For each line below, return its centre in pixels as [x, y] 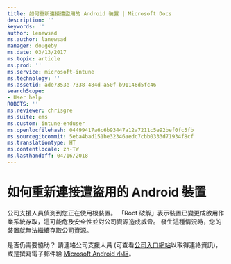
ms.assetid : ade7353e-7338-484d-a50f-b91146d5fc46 [82, 85]
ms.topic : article [34, 59]
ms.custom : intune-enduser [46, 123]
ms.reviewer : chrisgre [40, 110]
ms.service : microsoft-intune [51, 72]
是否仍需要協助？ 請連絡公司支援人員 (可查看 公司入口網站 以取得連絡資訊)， [114, 245]
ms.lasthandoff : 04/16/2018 [48, 156]
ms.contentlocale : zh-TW [43, 149]
